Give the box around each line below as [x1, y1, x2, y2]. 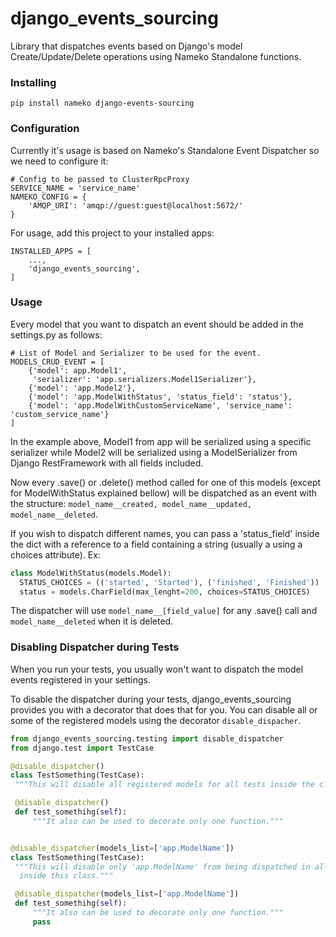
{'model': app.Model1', [28, 365, 128, 376]
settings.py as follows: [10, 328, 103, 341]
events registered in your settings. [10, 673, 152, 686]
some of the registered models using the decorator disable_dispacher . [10, 714, 302, 726]
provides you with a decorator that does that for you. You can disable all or [10, 703, 318, 716]
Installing [10, 75, 57, 89]
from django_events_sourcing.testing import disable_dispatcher [10, 733, 284, 744]
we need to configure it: [10, 155, 109, 167]
